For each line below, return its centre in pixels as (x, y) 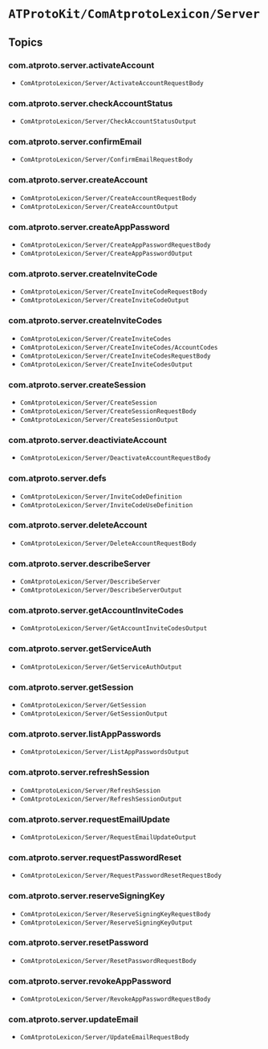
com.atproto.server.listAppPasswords (85, 734)
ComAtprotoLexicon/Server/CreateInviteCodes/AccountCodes (119, 347)
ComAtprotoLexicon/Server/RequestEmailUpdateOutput (108, 837)
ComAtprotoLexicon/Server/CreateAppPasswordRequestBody (115, 245)
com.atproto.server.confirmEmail (75, 141)
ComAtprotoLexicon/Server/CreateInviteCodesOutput (106, 364)
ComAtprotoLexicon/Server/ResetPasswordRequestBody (108, 961)
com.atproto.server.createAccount (78, 180)
